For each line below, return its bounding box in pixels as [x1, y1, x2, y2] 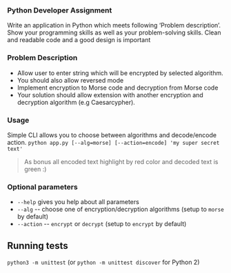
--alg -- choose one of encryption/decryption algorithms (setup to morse [17, 205, 224, 214]
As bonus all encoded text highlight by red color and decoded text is [23, 157, 219, 165]
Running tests [7, 240, 69, 252]
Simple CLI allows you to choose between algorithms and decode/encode [7, 130, 217, 139]
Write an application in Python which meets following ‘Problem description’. [7, 21, 221, 30]
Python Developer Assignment [7, 6, 112, 15]
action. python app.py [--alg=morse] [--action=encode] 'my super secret [7, 138, 220, 146]
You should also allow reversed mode [17, 76, 124, 84]
